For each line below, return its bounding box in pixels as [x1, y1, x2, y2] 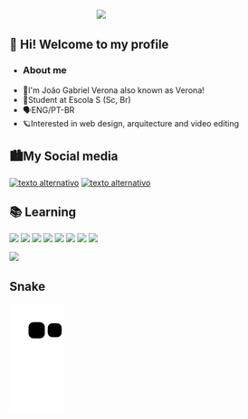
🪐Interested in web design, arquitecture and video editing [22, 117, 240, 128]
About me [22, 64, 68, 77]
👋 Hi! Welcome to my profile [9, 37, 169, 52]
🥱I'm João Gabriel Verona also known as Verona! [22, 84, 205, 96]
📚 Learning [9, 204, 77, 219]
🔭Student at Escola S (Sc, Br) [22, 94, 131, 105]
